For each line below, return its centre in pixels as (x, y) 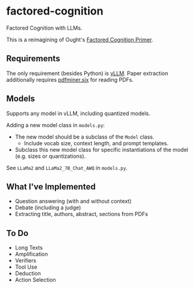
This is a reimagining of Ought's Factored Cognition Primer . (80, 39)
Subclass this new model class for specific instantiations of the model (102, 149)
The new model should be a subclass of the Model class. (85, 137)
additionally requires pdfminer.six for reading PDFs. (70, 79)
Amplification (31, 254)
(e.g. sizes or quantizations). (50, 156)
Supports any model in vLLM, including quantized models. (78, 113)
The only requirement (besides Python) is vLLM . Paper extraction (87, 73)
